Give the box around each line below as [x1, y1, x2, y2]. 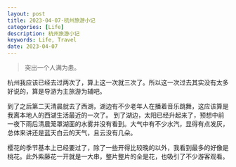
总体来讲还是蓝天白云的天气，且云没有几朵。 [7, 128, 137, 137]
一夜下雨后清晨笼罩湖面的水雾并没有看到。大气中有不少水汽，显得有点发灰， [7, 120, 229, 128]
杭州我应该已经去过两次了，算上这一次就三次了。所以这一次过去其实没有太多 [7, 78, 229, 87]
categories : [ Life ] [7, 23, 65, 30]
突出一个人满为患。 [24, 63, 81, 71]
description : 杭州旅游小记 [7, 30, 80, 37]
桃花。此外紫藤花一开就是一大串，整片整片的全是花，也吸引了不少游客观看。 [7, 152, 229, 161]
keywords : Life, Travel [7, 37, 77, 44]
